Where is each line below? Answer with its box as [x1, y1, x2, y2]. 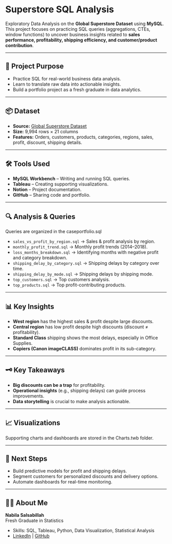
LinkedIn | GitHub [12, 533, 50, 539]
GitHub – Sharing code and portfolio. [12, 192, 91, 198]
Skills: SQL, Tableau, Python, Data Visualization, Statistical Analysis [12, 528, 155, 534]
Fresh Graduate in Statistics [5, 517, 64, 524]
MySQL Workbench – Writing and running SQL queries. [12, 176, 131, 182]
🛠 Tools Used [5, 159, 50, 168]
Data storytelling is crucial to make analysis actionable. [12, 398, 131, 404]
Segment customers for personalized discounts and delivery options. [12, 473, 159, 479]
